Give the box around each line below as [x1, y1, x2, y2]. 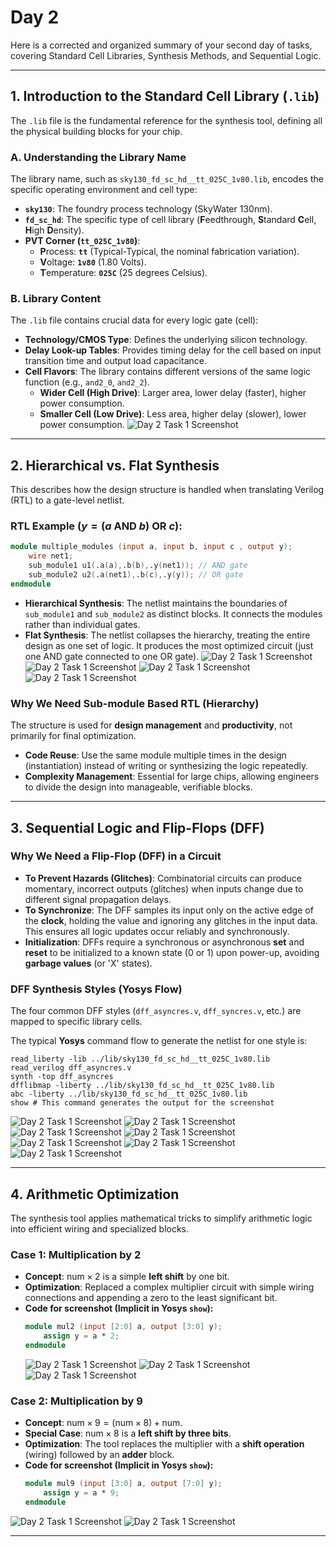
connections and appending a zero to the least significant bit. [24, 1292, 278, 1304]
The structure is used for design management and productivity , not [10, 719, 293, 731]
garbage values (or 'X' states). [24, 957, 153, 969]
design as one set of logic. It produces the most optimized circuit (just [24, 639, 314, 651]
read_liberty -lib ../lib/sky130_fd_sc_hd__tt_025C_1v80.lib [10, 1054, 271, 1065]
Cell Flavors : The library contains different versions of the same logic [24, 366, 312, 378]
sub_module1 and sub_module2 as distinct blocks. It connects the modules [24, 607, 323, 620]
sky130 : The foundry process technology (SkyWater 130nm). [24, 203, 273, 215]
